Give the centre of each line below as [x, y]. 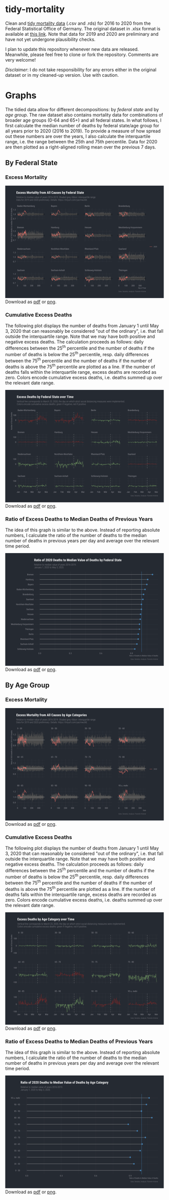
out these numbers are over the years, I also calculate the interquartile [78, 136]
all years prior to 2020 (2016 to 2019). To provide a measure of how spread [83, 131]
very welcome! [21, 60]
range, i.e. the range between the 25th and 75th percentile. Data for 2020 [81, 141]
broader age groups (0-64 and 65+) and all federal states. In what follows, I [83, 120]
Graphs [21, 96]
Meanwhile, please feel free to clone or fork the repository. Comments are [82, 55]
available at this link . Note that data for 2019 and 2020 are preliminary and [82, 34]
